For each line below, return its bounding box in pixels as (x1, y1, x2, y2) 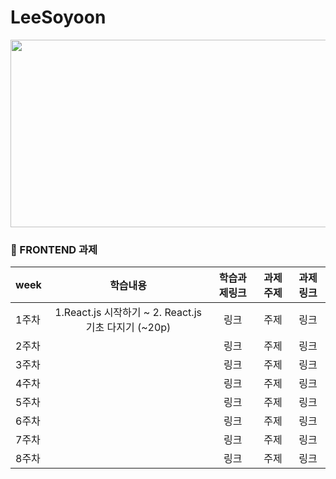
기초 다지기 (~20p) (85, 321, 172, 335)
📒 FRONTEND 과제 (10, 242, 98, 256)
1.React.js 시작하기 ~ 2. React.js (54, 306, 202, 320)
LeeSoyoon (10, 6, 107, 29)
